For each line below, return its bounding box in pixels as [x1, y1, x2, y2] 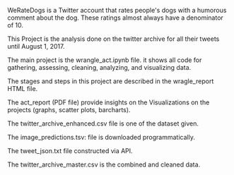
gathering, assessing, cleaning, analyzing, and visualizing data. [7, 64, 192, 71]
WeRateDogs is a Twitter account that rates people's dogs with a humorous [7, 6, 227, 14]
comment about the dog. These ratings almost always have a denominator [7, 13, 224, 22]
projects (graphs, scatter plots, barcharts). [7, 106, 131, 114]
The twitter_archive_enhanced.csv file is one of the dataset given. [7, 119, 199, 128]
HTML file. [7, 85, 38, 92]
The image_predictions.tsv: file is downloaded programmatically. [7, 133, 196, 141]
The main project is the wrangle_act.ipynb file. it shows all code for [7, 56, 202, 64]
